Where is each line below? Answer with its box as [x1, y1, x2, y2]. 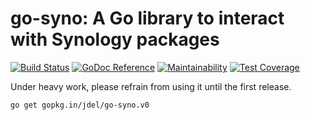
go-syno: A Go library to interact [10, 7, 285, 30]
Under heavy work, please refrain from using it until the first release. [10, 80, 292, 92]
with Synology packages [10, 28, 220, 51]
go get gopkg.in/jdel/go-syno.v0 [10, 100, 150, 110]
